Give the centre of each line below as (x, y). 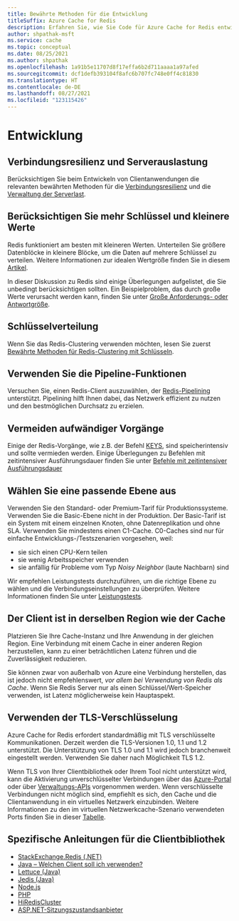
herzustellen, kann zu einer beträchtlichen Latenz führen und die (102, 651)
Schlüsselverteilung (53, 326)
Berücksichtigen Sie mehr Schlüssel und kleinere (118, 217)
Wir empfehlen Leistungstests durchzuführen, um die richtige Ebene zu (112, 581)
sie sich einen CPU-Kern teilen (63, 552)
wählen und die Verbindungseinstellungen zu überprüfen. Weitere (104, 589)
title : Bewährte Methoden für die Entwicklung (78, 14)
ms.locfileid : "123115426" (47, 101)
